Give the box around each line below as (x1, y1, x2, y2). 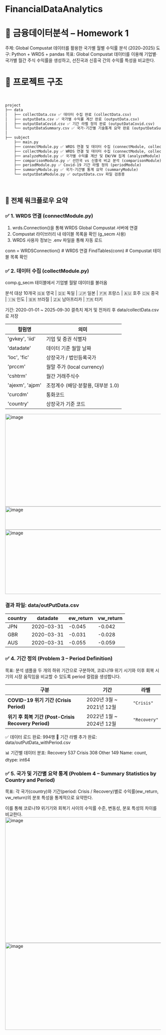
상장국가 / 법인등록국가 (46, 354, 96, 361)
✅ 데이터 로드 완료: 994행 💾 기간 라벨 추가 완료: (5, 734, 97, 740)
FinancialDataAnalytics (5, 3, 103, 15)
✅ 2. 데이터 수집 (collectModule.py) (5, 267, 89, 274)
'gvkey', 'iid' (7, 335, 36, 342)
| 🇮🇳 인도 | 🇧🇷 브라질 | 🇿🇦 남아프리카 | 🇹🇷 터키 (5, 296, 103, 303)
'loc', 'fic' (7, 354, 29, 361)
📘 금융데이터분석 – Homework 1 (5, 28, 129, 39)
